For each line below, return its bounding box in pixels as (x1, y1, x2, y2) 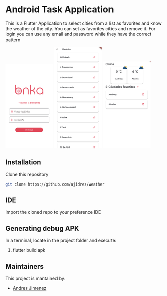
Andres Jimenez (12, 285, 47, 291)
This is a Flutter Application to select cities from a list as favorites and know (5, 20, 162, 26)
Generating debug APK (5, 224, 79, 233)
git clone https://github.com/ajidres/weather (5, 181, 105, 187)
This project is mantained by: (5, 275, 66, 281)
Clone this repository (5, 171, 49, 177)
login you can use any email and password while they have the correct (5, 31, 152, 37)
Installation (5, 158, 41, 167)
